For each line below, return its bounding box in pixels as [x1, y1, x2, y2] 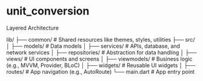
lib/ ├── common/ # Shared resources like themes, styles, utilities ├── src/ [6, 36, 195, 43]
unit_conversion [6, 4, 90, 18]
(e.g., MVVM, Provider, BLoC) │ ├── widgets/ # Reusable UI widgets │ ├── [6, 62, 196, 69]
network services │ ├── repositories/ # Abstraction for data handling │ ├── [6, 48, 197, 56]
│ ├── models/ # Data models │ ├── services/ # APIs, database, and [6, 42, 181, 50]
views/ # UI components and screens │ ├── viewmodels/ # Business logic [6, 55, 193, 62]
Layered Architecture [6, 24, 59, 31]
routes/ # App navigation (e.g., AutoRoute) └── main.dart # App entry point [6, 68, 195, 75]
